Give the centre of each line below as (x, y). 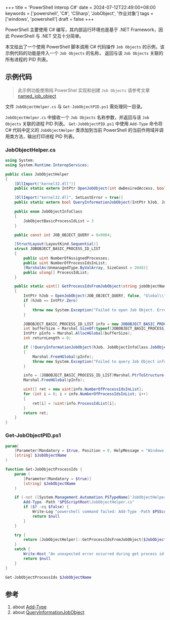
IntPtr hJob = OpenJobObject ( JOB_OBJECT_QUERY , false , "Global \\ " (95, 296)
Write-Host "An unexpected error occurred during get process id (94, 554)
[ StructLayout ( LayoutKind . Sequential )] (56, 244)
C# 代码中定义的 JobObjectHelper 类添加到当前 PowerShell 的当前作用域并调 (84, 130)
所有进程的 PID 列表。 (28, 60)
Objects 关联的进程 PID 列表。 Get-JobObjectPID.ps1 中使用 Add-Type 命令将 (84, 124)
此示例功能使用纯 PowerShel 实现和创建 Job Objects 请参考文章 (84, 90)
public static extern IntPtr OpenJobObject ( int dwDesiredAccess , (85, 188)
